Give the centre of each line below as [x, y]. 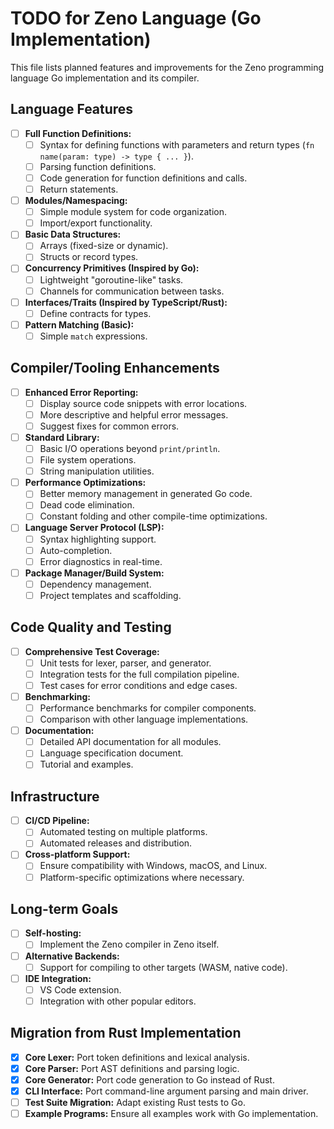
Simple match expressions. [93, 336]
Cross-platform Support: [77, 854]
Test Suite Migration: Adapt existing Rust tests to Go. [135, 1102]
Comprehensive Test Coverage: [92, 651]
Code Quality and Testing [91, 627]
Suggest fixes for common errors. [109, 426]
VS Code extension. [80, 989]
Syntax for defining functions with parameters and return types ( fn [177, 144]
